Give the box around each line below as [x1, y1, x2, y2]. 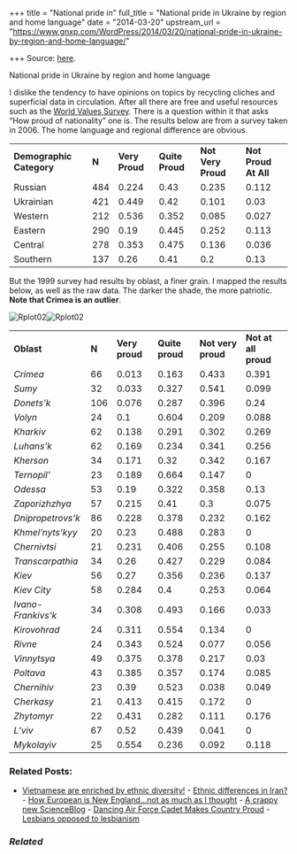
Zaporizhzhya [13, 497, 72, 510]
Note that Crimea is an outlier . [9, 295, 122, 304]
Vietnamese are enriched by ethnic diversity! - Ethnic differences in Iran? [21, 785, 288, 796]
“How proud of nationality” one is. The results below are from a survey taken [9, 115, 288, 126]
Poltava [13, 667, 46, 679]
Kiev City [13, 584, 51, 596]
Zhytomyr [13, 710, 55, 722]
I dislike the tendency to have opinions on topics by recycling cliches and [9, 88, 276, 97]
